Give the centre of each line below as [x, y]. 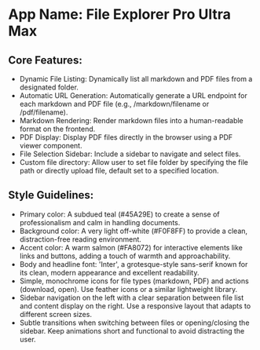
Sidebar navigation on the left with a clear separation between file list [132, 297]
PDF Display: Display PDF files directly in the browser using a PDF [126, 137]
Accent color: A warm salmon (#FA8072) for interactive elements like [131, 247]
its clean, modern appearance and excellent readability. [109, 272]
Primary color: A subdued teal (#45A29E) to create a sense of [119, 214]
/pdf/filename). [44, 112]
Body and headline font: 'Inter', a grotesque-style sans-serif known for [134, 264]
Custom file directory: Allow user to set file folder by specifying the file [134, 162]
